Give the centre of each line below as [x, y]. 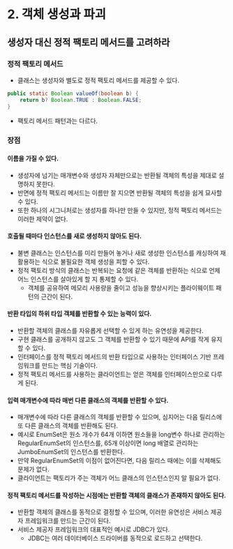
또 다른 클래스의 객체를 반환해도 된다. [68, 426]
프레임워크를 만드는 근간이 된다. [68, 521]
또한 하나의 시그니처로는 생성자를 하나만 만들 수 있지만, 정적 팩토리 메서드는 [120, 210]
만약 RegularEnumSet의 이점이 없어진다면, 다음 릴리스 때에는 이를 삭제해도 [119, 460]
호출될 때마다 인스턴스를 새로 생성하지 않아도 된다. [74, 236]
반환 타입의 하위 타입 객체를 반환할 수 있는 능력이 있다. [80, 314]
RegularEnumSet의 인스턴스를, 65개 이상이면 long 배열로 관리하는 [108, 443]
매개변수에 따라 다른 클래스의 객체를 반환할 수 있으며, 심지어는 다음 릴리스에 [120, 417]
